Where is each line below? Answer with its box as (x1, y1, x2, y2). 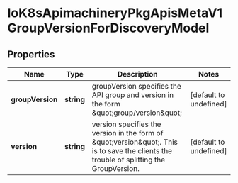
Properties (7, 48, 55, 60)
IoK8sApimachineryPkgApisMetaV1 (7, 5, 223, 21)
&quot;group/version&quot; (91, 108, 182, 118)
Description (117, 70, 158, 79)
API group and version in (91, 90, 174, 100)
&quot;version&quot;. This (91, 137, 178, 147)
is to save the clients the (91, 146, 172, 155)
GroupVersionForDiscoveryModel (7, 20, 210, 36)
